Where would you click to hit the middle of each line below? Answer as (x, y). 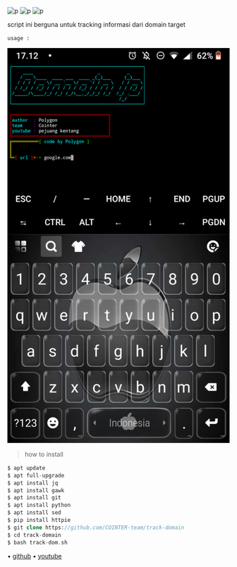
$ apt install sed (34, 513)
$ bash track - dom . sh (38, 542)
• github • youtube (35, 556)
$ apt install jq (33, 483)
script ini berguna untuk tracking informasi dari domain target (96, 24)
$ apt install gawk (36, 490)
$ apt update (26, 468)
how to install (44, 454)
